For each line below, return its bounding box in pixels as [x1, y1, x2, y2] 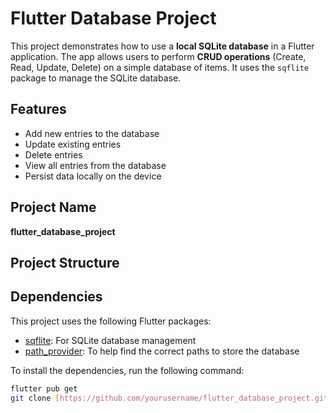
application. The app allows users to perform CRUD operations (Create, [10, 50, 307, 62]
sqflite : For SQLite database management [24, 334, 197, 346]
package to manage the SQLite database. [10, 72, 182, 84]
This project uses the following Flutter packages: [10, 315, 212, 327]
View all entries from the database [24, 159, 167, 171]
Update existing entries [24, 138, 122, 150]
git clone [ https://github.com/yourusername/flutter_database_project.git [10, 393, 329, 403]
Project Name [10, 199, 97, 216]
